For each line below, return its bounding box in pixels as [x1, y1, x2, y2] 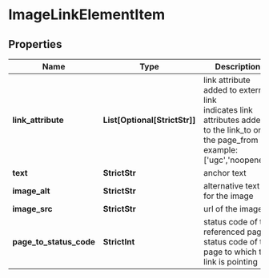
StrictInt [102, 236, 135, 247]
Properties [8, 38, 62, 51]
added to [203, 85, 238, 95]
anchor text [203, 168, 247, 178]
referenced [203, 226, 246, 237]
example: [203, 145, 238, 155]
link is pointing [203, 256, 258, 267]
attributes [203, 114, 240, 125]
